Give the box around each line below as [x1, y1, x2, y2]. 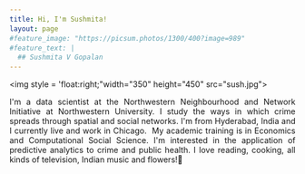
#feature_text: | [9, 43, 75, 53]
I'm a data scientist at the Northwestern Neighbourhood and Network [9, 96, 296, 108]
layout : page [9, 24, 59, 34]
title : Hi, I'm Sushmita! [9, 14, 107, 24]
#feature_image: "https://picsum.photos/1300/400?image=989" [9, 34, 246, 43]
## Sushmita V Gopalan [17, 53, 103, 63]
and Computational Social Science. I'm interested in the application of [9, 135, 296, 146]
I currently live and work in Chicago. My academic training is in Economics [9, 125, 296, 136]
